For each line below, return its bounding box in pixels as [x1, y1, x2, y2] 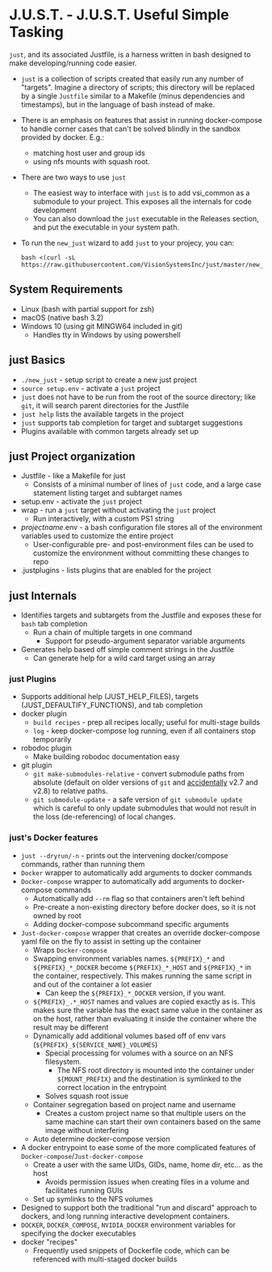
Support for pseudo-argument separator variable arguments [44, 636, 245, 646]
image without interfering [44, 1125, 129, 1135]
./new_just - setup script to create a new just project [20, 374, 197, 385]
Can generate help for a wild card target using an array [32, 653, 216, 663]
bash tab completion [20, 619, 88, 629]
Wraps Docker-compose [32, 945, 108, 954]
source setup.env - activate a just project [20, 383, 161, 393]
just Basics [9, 353, 65, 367]
